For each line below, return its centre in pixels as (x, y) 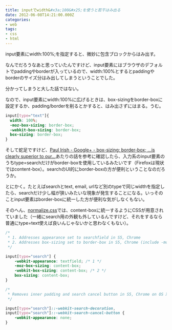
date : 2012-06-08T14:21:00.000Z (40, 15)
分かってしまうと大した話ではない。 (44, 88)
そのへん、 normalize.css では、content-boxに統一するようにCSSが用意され (84, 210)
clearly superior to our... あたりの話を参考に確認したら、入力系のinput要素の (85, 157)
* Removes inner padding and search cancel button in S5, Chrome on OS (85, 294)
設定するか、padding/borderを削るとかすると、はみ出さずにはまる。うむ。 (84, 106)
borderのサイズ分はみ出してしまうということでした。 (61, 77)
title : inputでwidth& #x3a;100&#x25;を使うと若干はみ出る (63, 10)
